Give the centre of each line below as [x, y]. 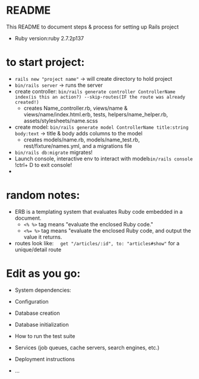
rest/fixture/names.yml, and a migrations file [78, 146]
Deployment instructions [45, 359]
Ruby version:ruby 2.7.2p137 [49, 38]
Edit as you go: [43, 273]
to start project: [45, 62]
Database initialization [42, 324]
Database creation [37, 313]
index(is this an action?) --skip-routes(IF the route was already [100, 97]
